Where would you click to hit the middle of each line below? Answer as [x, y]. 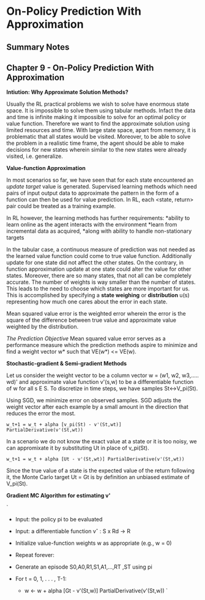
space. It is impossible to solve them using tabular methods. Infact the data [101, 111]
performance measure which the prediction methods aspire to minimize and [102, 345]
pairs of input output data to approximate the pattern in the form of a [93, 193]
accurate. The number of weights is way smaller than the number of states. [101, 282]
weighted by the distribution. [43, 327]
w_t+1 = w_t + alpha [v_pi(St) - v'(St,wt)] [64, 425]
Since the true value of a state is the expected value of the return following [100, 470]
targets [15, 238]
